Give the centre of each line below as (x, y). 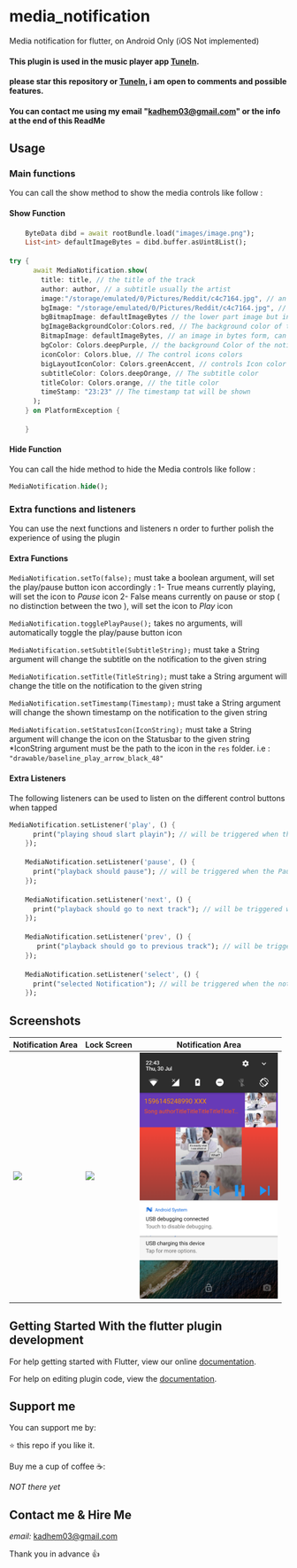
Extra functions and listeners (72, 509)
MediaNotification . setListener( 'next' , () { (108, 900)
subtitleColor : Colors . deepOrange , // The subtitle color (150, 373)
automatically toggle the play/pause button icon (96, 633)
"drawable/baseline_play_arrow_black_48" (87, 759)
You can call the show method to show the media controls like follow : (136, 193)
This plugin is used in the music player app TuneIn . (104, 61)
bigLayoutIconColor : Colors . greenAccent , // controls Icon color (164, 364)
